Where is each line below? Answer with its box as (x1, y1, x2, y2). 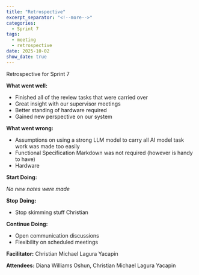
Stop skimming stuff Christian (14, 209, 89, 216)
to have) (14, 155, 36, 163)
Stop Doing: (6, 197, 37, 204)
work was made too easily (14, 142, 80, 150)
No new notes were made (6, 185, 70, 192)
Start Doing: (6, 173, 37, 181)
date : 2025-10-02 (6, 48, 50, 54)
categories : (6, 20, 36, 26)
